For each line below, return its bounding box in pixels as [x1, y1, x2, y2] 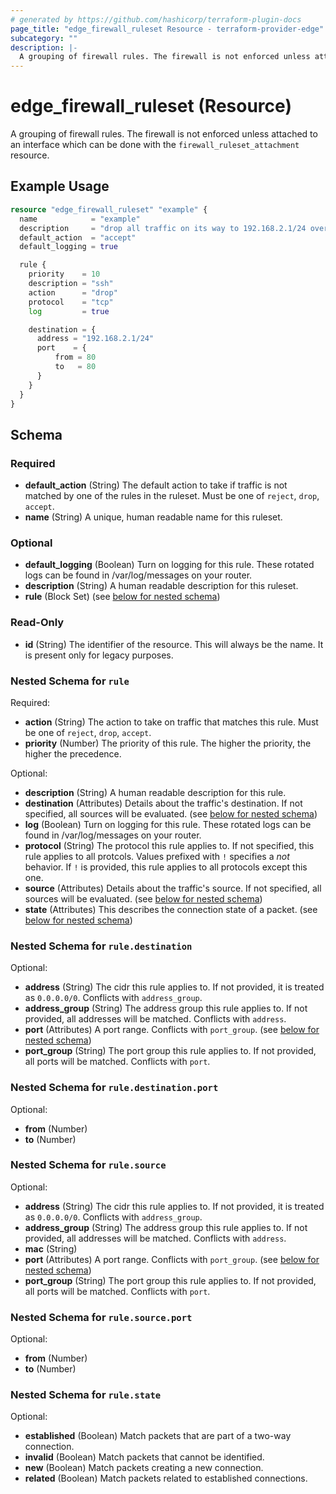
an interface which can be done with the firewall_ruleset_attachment [10, 139, 300, 151]
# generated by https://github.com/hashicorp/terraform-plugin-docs [10, 14, 302, 25]
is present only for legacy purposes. [24, 649, 174, 661]
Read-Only [10, 616, 65, 630]
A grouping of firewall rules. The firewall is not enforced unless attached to [10, 128, 318, 140]
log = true [28, 306, 110, 316]
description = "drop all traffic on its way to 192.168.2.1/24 [19, 223, 307, 233]
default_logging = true [19, 242, 118, 252]
